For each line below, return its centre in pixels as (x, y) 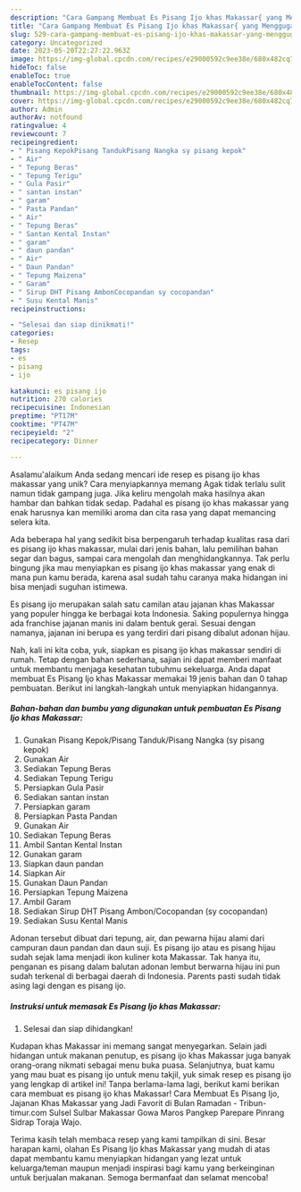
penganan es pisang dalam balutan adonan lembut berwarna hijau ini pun (145, 966)
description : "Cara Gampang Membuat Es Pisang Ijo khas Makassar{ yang (146, 17)
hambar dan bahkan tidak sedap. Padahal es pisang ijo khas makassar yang (150, 503)
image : (22, 59)
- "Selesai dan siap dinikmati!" (72, 325)
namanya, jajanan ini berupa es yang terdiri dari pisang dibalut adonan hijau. (150, 633)
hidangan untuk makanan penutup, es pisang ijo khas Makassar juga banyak (150, 1056)
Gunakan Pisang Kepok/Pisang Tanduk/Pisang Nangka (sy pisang (144, 740)
